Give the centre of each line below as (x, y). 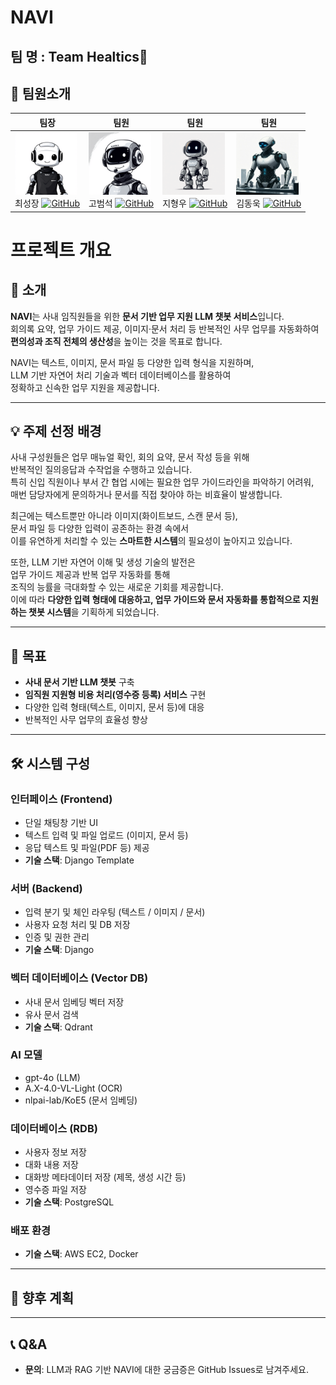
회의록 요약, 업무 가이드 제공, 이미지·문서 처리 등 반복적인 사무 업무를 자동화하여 (165, 328)
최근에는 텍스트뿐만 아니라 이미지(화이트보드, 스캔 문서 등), (124, 516)
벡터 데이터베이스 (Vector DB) (79, 978)
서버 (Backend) (46, 888)
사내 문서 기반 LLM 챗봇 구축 (79, 682)
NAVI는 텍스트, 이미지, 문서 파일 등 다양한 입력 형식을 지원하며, (132, 362)
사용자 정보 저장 (55, 1152)
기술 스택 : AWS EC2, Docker (81, 1254)
